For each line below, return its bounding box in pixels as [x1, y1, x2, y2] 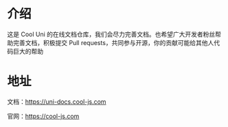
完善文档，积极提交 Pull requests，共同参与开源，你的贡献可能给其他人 [12, 38, 214, 46]
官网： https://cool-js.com [7, 112, 80, 120]
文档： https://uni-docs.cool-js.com [7, 97, 106, 106]
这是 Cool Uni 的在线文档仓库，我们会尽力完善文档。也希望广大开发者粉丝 [7, 30, 216, 38]
